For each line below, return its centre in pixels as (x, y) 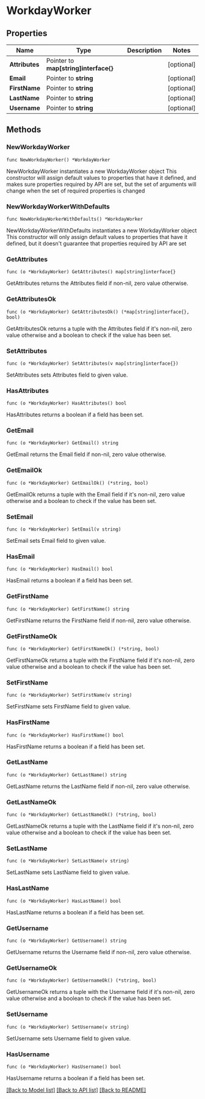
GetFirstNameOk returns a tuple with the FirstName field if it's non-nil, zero (101, 660)
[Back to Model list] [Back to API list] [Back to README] (76, 1090)
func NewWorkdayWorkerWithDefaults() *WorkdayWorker (75, 219)
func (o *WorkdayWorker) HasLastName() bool (64, 901)
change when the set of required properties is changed (76, 191)
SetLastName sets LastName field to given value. (68, 872)
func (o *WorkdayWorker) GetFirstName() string (68, 609)
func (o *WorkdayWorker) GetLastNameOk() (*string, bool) (81, 815)
